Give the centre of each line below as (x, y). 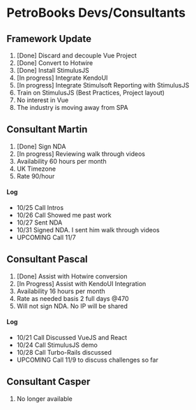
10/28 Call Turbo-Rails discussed (64, 353)
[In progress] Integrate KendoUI (62, 78)
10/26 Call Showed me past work (64, 215)
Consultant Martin (47, 130)
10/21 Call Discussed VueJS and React (72, 338)
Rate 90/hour (36, 176)
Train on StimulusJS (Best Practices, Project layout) (91, 93)
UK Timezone (36, 169)
